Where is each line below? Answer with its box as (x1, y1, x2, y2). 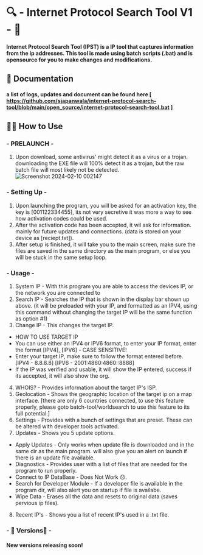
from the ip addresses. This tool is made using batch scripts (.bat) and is (6, 49, 193, 57)
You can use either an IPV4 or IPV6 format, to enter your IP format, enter (15, 340, 197, 347)
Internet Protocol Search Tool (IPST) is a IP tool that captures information (6, 43, 194, 50)
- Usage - (6, 269, 35, 277)
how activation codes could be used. (15, 214, 108, 222)
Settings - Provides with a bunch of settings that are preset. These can (15, 416, 193, 424)
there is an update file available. (15, 454, 95, 461)
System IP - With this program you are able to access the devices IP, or (15, 283, 193, 290)
